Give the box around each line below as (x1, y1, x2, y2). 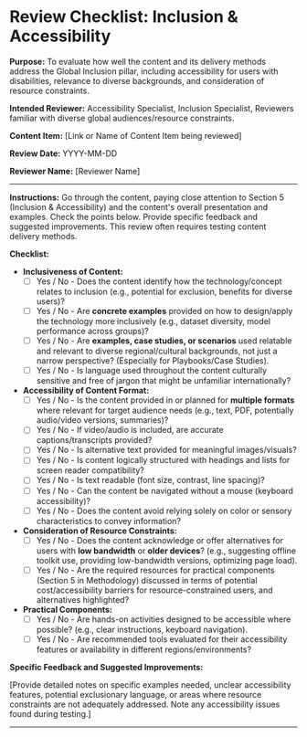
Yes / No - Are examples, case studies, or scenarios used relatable (36, 335, 292, 346)
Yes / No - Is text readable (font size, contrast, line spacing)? (36, 475, 265, 486)
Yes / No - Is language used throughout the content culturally (36, 365, 268, 376)
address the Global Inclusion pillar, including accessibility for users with (9, 66, 279, 77)
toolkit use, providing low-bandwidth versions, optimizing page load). (36, 554, 298, 565)
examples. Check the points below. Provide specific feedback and (9, 211, 259, 222)
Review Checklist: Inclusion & (9, 6, 239, 27)
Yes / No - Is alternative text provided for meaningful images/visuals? (36, 445, 297, 456)
